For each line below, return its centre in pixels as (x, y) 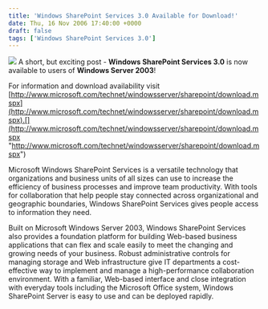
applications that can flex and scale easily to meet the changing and (121, 245)
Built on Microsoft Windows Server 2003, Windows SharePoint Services (127, 228)
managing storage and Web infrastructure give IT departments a (115, 262)
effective (23, 270)
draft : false (30, 30)
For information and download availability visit (84, 86)
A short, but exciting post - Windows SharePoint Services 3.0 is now (133, 62)
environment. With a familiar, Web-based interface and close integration (127, 279)
